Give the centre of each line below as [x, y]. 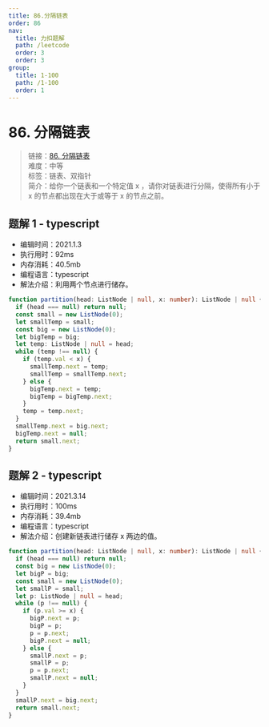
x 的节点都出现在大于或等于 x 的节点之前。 [98, 196]
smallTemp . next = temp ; [69, 367]
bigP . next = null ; [60, 641]
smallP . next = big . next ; [57, 700]
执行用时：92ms [47, 255]
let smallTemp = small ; [55, 322]
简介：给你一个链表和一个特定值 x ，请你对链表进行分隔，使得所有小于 [144, 186]
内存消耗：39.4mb [50, 516]
